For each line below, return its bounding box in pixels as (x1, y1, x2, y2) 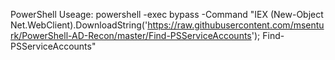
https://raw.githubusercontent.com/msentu (147, 19, 325, 31)
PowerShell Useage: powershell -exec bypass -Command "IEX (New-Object (10, 9, 324, 20)
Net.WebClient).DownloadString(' (10, 19, 148, 31)
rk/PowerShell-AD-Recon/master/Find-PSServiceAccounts (10, 30, 252, 41)
